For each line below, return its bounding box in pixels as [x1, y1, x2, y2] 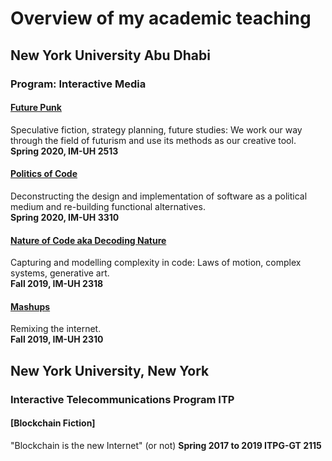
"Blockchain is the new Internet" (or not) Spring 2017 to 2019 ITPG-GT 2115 [10, 439, 322, 451]
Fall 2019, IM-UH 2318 [10, 278, 104, 290]
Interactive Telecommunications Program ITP [10, 392, 235, 406]
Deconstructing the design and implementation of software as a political [10, 190, 308, 202]
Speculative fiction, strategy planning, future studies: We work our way [10, 123, 303, 136]
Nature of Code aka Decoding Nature [10, 234, 167, 246]
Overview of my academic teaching [10, 7, 312, 30]
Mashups [10, 300, 51, 312]
